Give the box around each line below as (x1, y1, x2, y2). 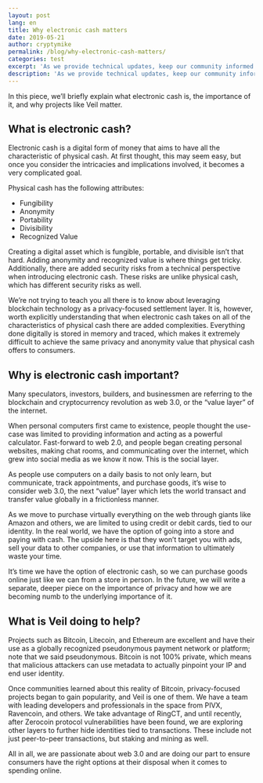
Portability (19, 215, 53, 224)
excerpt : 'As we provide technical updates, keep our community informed (8, 63, 254, 71)
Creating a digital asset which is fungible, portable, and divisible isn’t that (8, 247, 244, 257)
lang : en (8, 19, 37, 27)
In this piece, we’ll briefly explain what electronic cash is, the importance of (8, 91, 251, 100)
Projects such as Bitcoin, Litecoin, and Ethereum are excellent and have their (8, 636, 255, 645)
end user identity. (8, 668, 65, 679)
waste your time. (8, 552, 63, 561)
